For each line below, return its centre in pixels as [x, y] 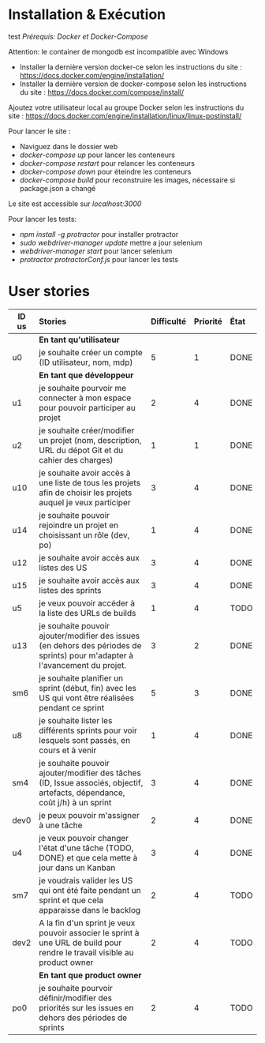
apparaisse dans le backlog [90, 910]
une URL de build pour [80, 943]
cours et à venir [68, 750]
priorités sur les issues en [86, 1007]
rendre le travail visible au [86, 952]
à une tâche [61, 825]
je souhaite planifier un [81, 678]
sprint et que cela [71, 900]
